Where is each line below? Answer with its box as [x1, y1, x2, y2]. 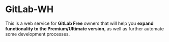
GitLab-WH [5, 4, 54, 15]
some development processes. [5, 31, 70, 37]
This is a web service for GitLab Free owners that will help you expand [5, 20, 154, 26]
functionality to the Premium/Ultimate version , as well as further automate [5, 25, 164, 31]
